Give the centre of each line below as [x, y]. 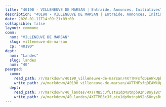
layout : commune [22, 28]
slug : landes [23, 60]
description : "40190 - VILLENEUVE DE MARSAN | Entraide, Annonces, [76, 14]
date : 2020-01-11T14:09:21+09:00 [40, 19]
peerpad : [14, 70]
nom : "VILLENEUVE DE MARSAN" [40, 37]
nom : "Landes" [24, 55]
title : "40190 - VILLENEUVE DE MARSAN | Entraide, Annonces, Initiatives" [84, 10]
